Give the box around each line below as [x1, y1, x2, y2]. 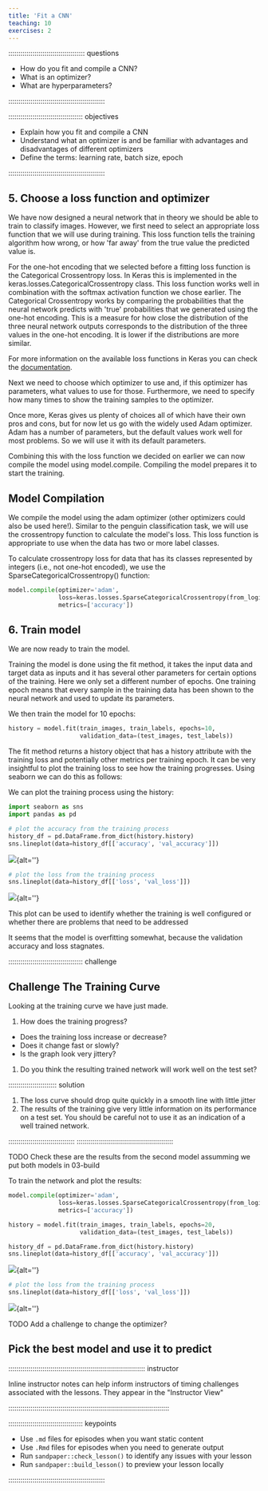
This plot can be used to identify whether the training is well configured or [8, 909, 252, 919]
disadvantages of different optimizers [19, 145, 144, 154]
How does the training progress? [19, 1016, 128, 1027]
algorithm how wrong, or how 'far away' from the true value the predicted [8, 238, 250, 248]
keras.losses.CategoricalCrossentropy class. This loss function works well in [8, 279, 260, 288]
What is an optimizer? [19, 73, 92, 82]
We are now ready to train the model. [8, 644, 130, 654]
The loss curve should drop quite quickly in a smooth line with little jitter [19, 1095, 257, 1105]
